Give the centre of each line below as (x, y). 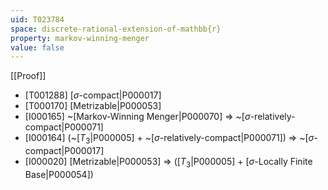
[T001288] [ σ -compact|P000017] (93, 95)
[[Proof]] (28, 76)
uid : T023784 (37, 19)
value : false (37, 47)
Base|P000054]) (59, 174)
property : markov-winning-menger (80, 38)
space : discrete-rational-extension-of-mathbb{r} (116, 29)
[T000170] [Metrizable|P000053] (93, 106)
